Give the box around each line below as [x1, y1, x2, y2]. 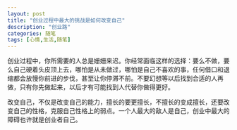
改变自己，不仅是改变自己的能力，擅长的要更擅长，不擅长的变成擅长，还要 [7, 98, 224, 106]
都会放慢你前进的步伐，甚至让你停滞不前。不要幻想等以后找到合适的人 [13, 74, 217, 83]
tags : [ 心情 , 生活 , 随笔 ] [7, 37, 71, 44]
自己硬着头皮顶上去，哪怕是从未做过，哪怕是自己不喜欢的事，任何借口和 [13, 65, 224, 74]
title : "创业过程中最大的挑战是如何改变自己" [7, 17, 126, 24]
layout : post [7, 10, 46, 18]
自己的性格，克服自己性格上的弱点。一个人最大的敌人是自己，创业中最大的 [13, 107, 230, 115]
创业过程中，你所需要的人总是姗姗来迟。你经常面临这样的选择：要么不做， [7, 57, 224, 65]
